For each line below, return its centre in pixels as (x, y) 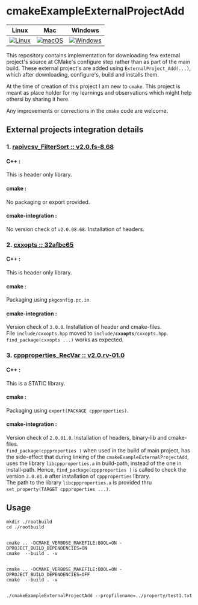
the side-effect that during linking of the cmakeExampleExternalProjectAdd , (98, 457)
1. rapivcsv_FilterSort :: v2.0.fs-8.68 (60, 147)
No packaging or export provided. (48, 202)
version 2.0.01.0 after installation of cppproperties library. (78, 476)
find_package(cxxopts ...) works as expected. (65, 340)
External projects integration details (75, 130)
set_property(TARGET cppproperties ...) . (58, 489)
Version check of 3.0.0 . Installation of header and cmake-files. (84, 327)
